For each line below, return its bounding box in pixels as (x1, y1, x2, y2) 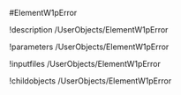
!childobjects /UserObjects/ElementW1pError (9, 76, 172, 86)
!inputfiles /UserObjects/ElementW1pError (9, 59, 161, 69)
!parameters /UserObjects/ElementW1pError (9, 41, 170, 52)
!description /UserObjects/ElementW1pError (9, 25, 169, 34)
